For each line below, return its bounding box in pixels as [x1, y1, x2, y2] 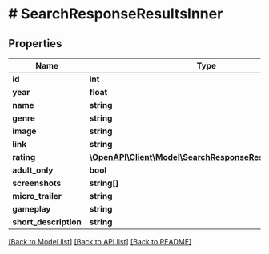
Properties [8, 37, 62, 50]
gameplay [12, 204, 51, 214]
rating [12, 152, 36, 162]
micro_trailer [12, 191, 62, 201]
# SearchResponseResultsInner [8, 5, 223, 23]
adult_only [12, 165, 54, 176]
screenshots [12, 177, 62, 189]
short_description [12, 216, 82, 228]
